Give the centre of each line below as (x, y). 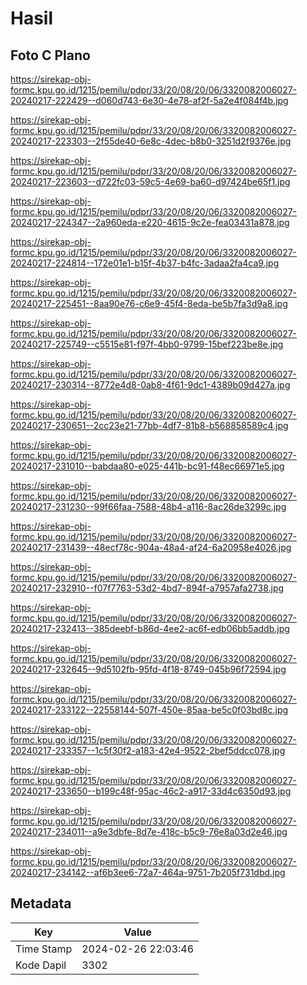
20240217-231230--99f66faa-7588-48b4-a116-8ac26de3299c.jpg (148, 506)
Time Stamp (44, 949)
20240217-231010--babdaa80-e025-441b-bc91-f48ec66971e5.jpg (147, 466)
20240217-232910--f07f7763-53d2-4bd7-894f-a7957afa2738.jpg (147, 588)
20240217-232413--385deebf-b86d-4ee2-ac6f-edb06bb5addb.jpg (150, 628)
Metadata (41, 903)
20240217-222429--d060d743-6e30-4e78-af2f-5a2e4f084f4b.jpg (149, 100)
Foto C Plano (50, 55)
